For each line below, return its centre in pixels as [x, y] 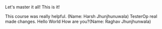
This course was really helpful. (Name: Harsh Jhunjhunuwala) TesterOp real [81, 16]
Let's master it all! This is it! [32, 7]
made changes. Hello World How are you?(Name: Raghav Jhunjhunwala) [78, 22]
